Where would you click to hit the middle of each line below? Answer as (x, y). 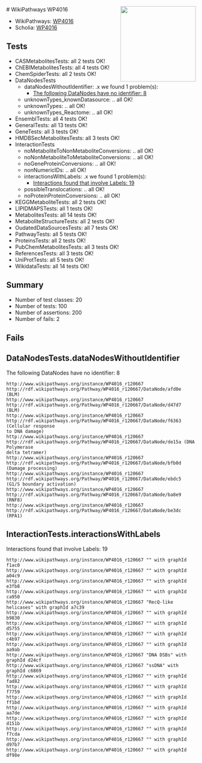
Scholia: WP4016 (36, 27)
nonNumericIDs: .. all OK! (55, 170)
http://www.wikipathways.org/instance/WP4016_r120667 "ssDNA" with (93, 665)
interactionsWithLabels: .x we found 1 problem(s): (85, 176)
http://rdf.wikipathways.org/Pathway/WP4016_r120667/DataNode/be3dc (94, 510)
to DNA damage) (25, 431)
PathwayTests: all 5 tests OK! (51, 234)
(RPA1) (14, 516)
